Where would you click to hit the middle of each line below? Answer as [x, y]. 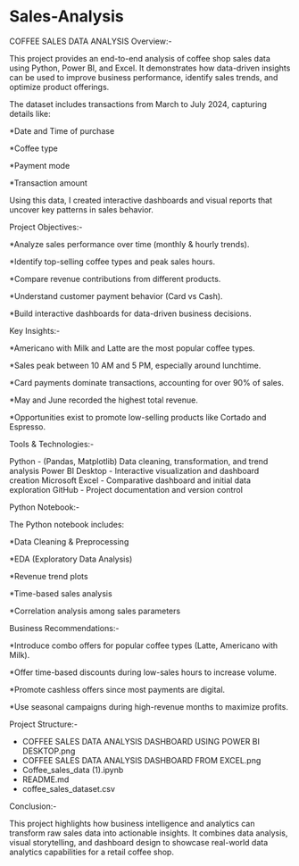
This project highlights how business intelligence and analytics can [132, 823]
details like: [30, 113]
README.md [46, 779]
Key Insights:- [35, 330]
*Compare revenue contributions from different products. [115, 279]
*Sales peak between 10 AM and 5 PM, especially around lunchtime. [135, 365]
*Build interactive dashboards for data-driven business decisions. [130, 313]
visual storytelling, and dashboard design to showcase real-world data [139, 842]
